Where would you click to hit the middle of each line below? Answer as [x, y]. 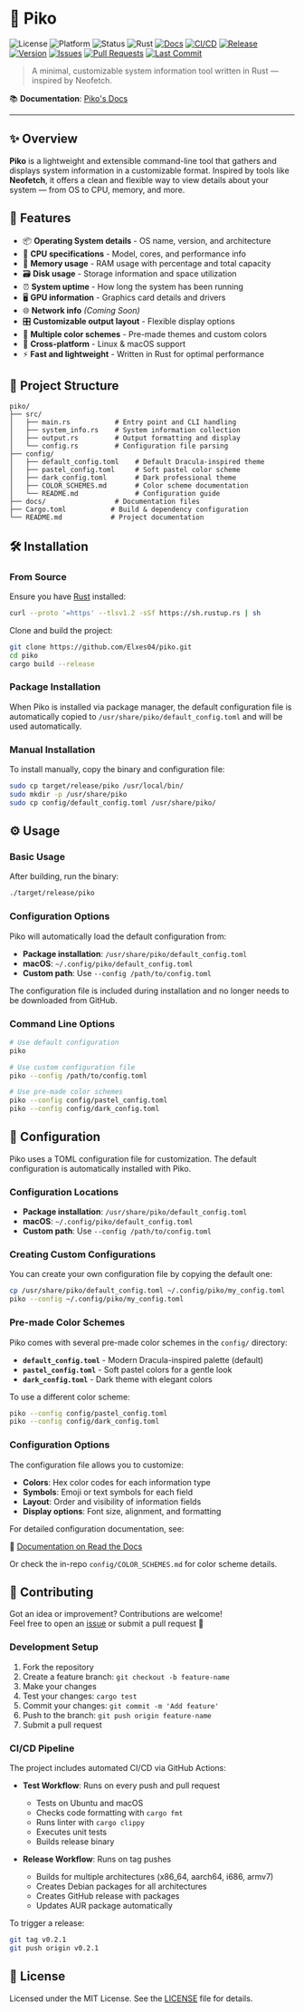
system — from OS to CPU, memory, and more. [97, 189]
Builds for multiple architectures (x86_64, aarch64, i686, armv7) [155, 1876]
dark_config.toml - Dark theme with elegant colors [117, 1379]
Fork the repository [58, 1667]
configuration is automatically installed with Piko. [100, 1168]
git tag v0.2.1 [38, 1939]
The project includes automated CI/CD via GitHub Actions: [118, 1767]
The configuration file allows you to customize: [96, 1465]
